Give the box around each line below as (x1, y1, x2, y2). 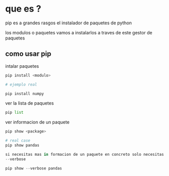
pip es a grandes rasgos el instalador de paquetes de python (5, 20, 132, 26)
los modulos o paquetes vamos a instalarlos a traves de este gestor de (5, 29, 153, 35)
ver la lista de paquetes (5, 100, 54, 106)
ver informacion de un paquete (5, 119, 70, 125)
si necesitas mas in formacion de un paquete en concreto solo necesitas (5, 152, 164, 157)
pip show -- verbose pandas (5, 165, 62, 171)
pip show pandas (5, 143, 39, 148)
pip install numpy (5, 91, 44, 96)
